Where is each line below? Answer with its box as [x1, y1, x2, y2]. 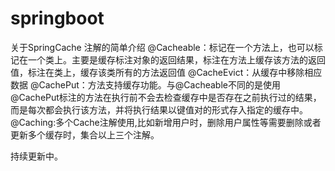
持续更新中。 [10, 150, 63, 162]
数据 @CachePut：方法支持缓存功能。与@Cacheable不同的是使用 [10, 78, 281, 91]
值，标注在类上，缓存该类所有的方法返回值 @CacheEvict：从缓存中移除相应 [10, 66, 323, 78]
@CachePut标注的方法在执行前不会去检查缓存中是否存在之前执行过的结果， [10, 91, 322, 103]
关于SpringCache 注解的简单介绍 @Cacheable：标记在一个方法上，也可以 [10, 41, 315, 53]
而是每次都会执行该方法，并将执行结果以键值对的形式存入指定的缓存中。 [10, 103, 308, 116]
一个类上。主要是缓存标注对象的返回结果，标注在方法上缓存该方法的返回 [27, 53, 326, 66]
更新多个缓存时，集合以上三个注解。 [10, 128, 160, 141]
